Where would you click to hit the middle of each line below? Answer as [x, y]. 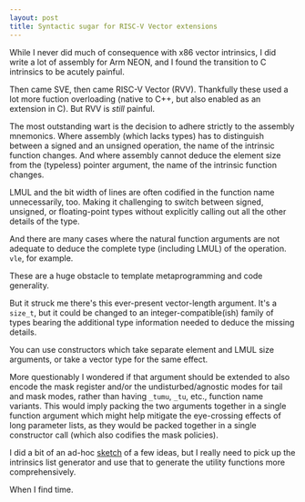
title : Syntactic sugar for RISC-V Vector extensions [114, 26]
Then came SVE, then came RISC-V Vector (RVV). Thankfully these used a [149, 89]
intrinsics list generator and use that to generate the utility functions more [147, 462]
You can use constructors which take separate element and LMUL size [142, 349]
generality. [30, 285]
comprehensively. [43, 472]
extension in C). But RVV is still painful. [82, 108]
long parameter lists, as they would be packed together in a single [133, 425]
